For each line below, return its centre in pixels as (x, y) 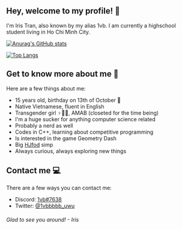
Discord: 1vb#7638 (38, 200)
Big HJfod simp (34, 144)
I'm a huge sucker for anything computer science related (85, 119)
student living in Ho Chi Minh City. (48, 32)
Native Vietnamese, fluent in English (59, 106)
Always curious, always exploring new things (71, 151)
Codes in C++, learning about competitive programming (84, 132)
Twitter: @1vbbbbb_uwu (45, 206)
